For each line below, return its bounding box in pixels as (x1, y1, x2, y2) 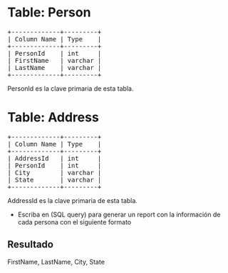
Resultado (7, 239, 53, 251)
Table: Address (7, 109, 100, 126)
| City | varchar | (7, 169, 102, 177)
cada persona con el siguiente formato (17, 217, 132, 226)
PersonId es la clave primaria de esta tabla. (7, 84, 134, 93)
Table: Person (7, 4, 91, 21)
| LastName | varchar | (7, 64, 102, 71)
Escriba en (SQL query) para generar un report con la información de (17, 210, 221, 219)
